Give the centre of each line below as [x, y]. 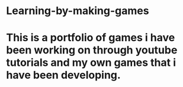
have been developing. [64, 75]
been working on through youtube [92, 50]
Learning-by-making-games [78, 11]
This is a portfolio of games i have [91, 38]
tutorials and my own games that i [91, 63]
